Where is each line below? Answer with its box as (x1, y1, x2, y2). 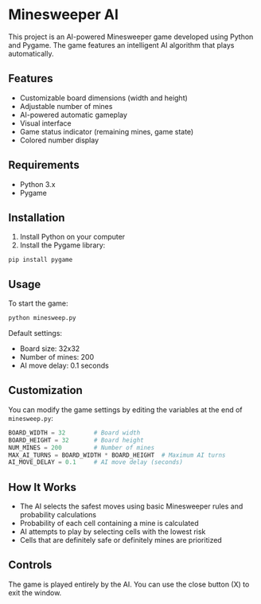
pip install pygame (8, 256, 73, 264)
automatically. (8, 49, 54, 58)
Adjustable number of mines (19, 101, 113, 111)
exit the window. (8, 587, 62, 598)
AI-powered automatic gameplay (19, 110, 127, 119)
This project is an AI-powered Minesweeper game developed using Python (8, 32, 254, 41)
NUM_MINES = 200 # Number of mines (8, 443, 155, 451)
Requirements (8, 158, 80, 172)
